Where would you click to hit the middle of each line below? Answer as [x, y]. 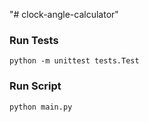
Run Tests [34, 40]
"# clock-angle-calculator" [64, 14]
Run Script [35, 86]
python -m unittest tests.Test [74, 61]
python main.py [41, 107]
